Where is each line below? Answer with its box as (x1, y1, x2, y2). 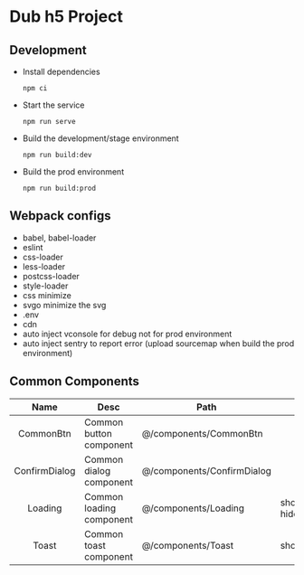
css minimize (22, 289, 72, 300)
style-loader (22, 280, 69, 291)
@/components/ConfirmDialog (141, 464, 271, 476)
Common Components (9, 373, 140, 390)
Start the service (22, 99, 85, 110)
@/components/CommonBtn (141, 427, 263, 439)
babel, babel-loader (22, 232, 97, 243)
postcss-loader (22, 270, 80, 281)
